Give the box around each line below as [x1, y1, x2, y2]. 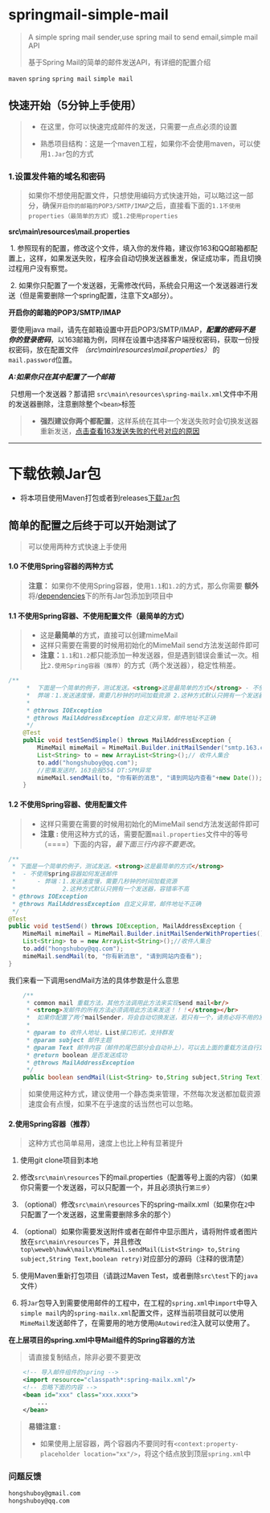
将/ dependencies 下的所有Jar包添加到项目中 [27, 591, 174, 601]
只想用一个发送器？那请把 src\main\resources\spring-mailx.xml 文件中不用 [10, 389, 259, 399]
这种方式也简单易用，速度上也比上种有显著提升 [27, 1138, 183, 1148]
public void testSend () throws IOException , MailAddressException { [8, 922, 243, 930]
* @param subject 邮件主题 [26, 1035, 112, 1044]
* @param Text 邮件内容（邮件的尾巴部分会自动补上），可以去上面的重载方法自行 [26, 1044, 260, 1052]
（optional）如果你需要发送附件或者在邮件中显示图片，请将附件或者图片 [19, 1227, 259, 1236]
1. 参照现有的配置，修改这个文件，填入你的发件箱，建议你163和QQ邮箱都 [10, 244, 252, 253]
